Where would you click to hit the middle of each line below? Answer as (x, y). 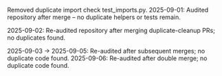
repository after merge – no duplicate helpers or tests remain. (94, 17)
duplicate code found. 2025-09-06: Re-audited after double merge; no (107, 58)
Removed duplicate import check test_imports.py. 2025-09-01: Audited (108, 10)
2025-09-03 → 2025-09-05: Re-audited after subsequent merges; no (106, 51)
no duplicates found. (36, 38)
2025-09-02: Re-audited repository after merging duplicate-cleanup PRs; (111, 30)
